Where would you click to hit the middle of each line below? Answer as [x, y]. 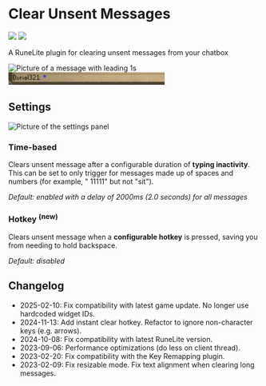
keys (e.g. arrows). [51, 330]
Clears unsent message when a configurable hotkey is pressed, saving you [133, 237]
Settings [30, 107]
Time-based [33, 147]
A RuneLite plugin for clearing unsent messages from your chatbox [119, 52]
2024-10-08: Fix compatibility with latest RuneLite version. [116, 339]
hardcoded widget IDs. [58, 313]
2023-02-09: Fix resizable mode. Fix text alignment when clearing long [137, 364]
